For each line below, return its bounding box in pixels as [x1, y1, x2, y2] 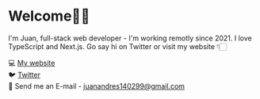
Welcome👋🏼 [8, 7, 90, 25]
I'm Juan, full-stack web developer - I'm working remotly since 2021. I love [8, 33, 252, 43]
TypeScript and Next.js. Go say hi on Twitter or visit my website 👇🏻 [8, 41, 227, 51]
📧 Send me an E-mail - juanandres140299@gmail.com [8, 81, 185, 90]
